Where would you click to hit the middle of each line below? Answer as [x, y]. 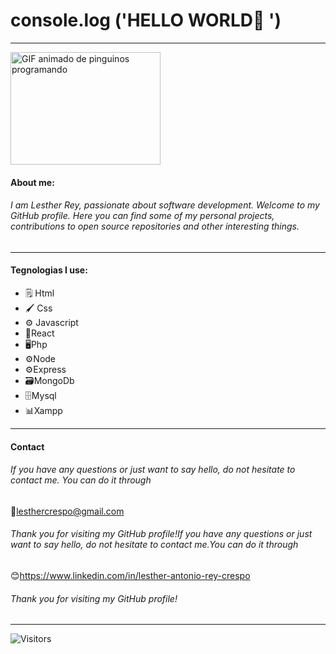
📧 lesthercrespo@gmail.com [67, 511]
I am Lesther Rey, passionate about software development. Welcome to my [165, 205]
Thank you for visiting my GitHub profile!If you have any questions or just [161, 534]
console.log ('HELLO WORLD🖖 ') [146, 20]
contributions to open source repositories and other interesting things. [155, 226]
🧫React [39, 333]
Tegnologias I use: [49, 270]
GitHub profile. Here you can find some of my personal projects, [142, 216]
